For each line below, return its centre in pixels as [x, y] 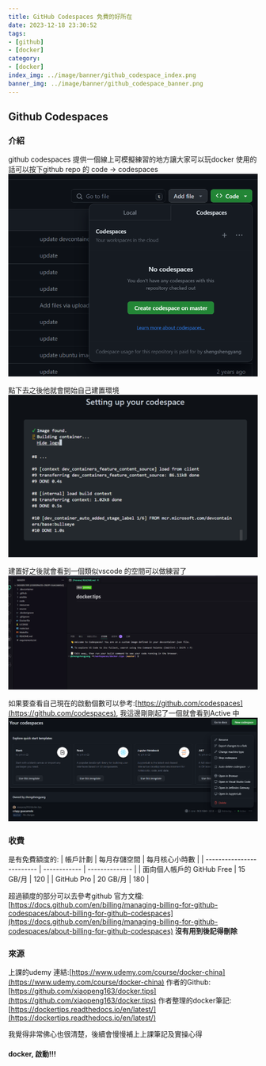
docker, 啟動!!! [32, 1054]
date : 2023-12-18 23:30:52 [53, 25]
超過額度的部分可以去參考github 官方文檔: [76, 896]
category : [25, 59]
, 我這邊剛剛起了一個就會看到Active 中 [178, 713]
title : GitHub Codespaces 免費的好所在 [70, 17]
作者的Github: [188, 982]
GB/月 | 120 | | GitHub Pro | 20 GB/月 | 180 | [79, 879]
